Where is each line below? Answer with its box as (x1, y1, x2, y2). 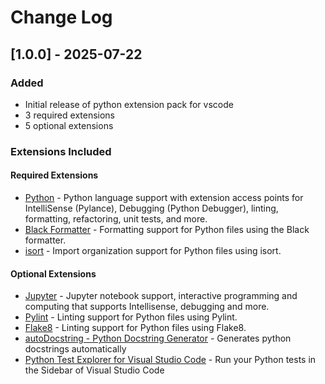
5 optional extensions (24, 119, 114, 131)
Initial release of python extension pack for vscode (24, 98, 234, 110)
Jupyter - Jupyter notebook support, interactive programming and (24, 290, 298, 302)
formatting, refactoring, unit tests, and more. (24, 213, 208, 225)
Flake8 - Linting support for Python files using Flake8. (24, 322, 247, 334)
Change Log (10, 6, 113, 29)
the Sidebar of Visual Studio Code (24, 364, 165, 376)
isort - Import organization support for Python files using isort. (24, 245, 282, 256)
